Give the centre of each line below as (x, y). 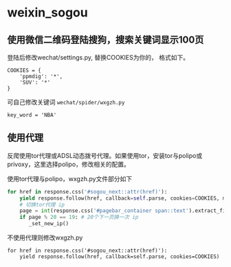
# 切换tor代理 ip (42, 205)
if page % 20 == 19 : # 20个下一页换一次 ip (79, 218)
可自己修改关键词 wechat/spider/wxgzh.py (66, 102)
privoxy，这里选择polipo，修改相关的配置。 (69, 164)
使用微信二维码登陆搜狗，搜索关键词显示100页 (106, 39)
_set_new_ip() (49, 224)
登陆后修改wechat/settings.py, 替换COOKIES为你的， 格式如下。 (98, 57)
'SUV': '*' (35, 82)
